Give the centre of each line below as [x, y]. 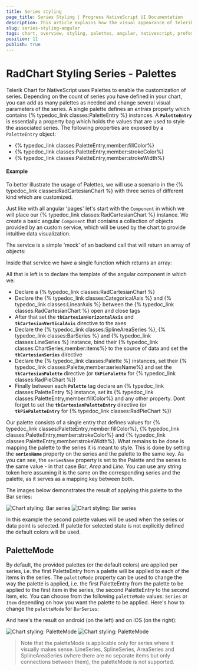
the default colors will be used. [44, 532]
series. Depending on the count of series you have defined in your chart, [94, 96]
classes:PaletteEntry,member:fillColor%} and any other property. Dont [100, 398]
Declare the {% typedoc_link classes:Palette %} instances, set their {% [101, 361]
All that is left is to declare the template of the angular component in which [96, 274]
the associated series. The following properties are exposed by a [85, 127]
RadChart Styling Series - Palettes [91, 74]
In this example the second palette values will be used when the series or [95, 519]
